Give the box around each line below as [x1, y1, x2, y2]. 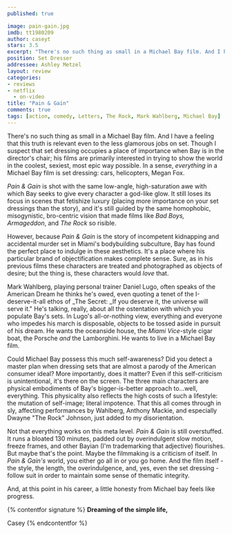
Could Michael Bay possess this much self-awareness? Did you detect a [7, 355, 213, 363]
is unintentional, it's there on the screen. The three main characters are [7, 377, 209, 385]
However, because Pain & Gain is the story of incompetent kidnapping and [7, 232, 220, 240]
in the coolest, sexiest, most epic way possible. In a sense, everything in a [7, 161, 217, 170]
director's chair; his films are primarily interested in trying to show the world [7, 154, 223, 162]
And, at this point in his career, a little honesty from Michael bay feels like [7, 484, 215, 492]
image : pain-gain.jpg [7, 22, 70, 30]
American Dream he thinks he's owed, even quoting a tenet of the [7, 290, 195, 298]
